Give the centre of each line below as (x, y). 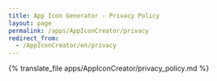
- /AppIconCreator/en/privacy (66, 46)
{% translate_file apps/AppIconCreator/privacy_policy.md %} (109, 68)
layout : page (30, 23)
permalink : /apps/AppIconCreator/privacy (79, 30)
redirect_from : (34, 38)
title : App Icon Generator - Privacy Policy (84, 16)
